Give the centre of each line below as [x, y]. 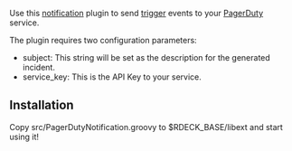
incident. [39, 67]
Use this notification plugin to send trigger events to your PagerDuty [137, 13]
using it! [24, 137]
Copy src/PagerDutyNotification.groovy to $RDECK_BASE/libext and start [146, 127]
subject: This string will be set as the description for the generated [146, 57]
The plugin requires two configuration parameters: [103, 40]
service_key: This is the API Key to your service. [112, 77]
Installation [42, 105]
